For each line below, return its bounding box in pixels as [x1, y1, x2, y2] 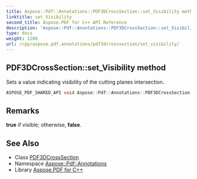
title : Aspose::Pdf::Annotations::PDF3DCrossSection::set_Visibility [6, 8, 180, 15]
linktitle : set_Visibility [6, 14, 72, 20]
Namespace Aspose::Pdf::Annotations [14, 160, 107, 167]
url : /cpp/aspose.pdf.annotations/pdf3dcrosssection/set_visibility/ [6, 42, 180, 47]
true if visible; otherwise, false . [6, 121, 82, 129]
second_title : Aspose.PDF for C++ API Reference [6, 19, 127, 25]
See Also [6, 138, 39, 148]
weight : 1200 [6, 36, 38, 42]
